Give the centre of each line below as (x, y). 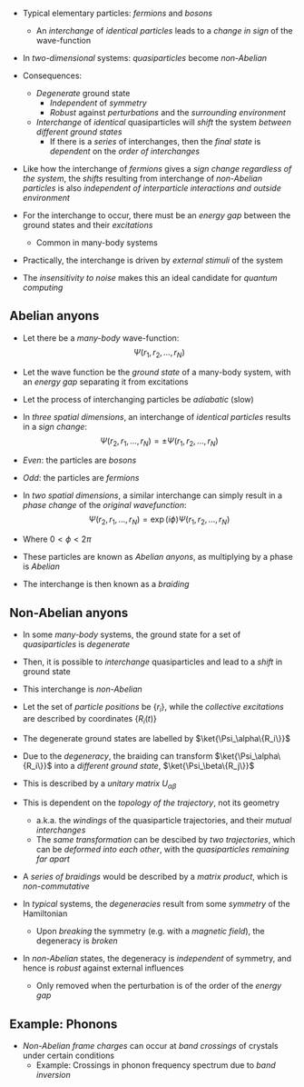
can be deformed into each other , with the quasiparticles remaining (162, 850)
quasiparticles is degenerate (76, 644)
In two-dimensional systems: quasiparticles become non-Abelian (145, 58)
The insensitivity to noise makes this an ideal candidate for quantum (150, 278)
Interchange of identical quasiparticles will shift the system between (164, 122)
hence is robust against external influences (103, 968)
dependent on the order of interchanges (125, 151)
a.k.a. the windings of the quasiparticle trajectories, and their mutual (164, 821)
